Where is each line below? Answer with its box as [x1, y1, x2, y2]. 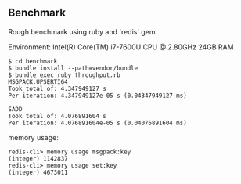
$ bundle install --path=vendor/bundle [8, 64, 138, 72]
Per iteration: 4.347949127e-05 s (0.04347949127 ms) [8, 92, 188, 99]
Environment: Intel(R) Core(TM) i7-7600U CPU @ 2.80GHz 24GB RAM [8, 42, 234, 52]
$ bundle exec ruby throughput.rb [8, 70, 121, 79]
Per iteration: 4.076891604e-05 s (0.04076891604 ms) [8, 119, 188, 127]
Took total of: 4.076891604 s [8, 112, 107, 120]
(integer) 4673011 [8, 168, 68, 176]
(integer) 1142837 [8, 154, 68, 163]
